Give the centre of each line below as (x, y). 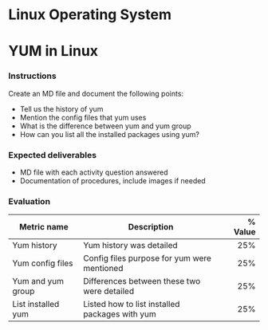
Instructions (33, 76)
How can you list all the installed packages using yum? (109, 134)
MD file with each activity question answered (94, 172)
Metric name (44, 227)
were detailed (108, 291)
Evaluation (29, 201)
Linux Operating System (90, 15)
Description (151, 227)
